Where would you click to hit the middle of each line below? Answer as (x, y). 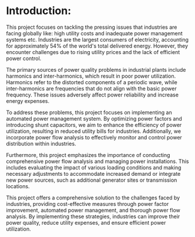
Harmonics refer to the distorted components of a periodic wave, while (92, 82)
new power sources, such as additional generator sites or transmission (92, 180)
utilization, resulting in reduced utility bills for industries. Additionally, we (93, 131)
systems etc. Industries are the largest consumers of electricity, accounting (97, 39)
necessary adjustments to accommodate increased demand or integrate (93, 173)
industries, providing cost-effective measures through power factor (88, 203)
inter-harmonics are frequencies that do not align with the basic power (92, 88)
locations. (18, 186)
